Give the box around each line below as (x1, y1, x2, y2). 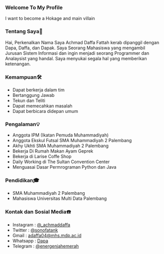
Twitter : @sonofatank (12, 227, 58, 233)
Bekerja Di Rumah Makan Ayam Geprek (12, 148, 93, 154)
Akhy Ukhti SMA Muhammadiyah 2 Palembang (12, 143, 109, 149)
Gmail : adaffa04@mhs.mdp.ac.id (12, 232, 81, 238)
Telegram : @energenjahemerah (12, 243, 79, 249)
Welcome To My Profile (5, 4, 63, 11)
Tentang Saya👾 (5, 28, 43, 35)
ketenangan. (5, 61, 31, 67)
